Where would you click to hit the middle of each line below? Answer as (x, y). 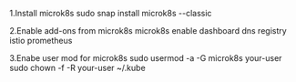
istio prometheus (41, 41)
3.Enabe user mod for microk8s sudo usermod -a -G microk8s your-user (146, 58)
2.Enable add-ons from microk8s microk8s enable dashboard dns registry (148, 31)
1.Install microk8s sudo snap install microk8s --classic (111, 13)
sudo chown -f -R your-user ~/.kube (77, 68)
